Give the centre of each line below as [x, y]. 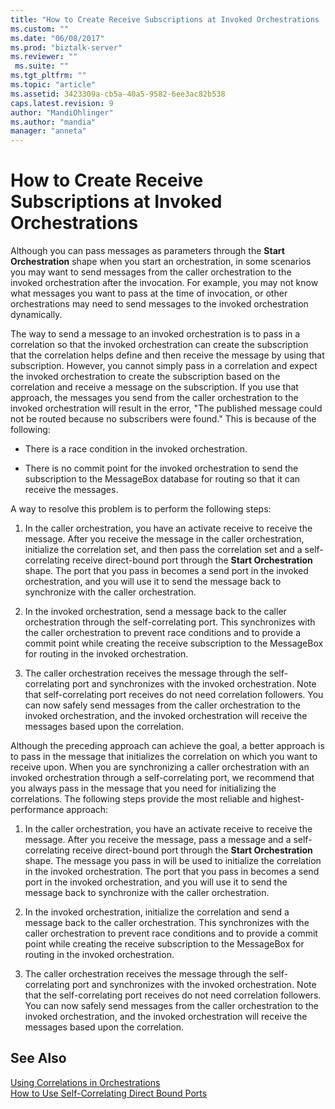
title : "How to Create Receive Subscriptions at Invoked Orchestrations [165, 19]
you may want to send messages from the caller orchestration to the [151, 272]
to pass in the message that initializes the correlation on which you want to [164, 757]
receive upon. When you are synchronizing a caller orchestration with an [160, 767]
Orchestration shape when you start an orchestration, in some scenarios [161, 262]
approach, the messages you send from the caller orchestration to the [154, 398]
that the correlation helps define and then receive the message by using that [167, 355]
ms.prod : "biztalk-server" [66, 47]
